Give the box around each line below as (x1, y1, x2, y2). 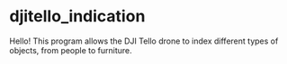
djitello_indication (9, 6, 146, 27)
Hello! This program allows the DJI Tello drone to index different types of (9, 36, 279, 46)
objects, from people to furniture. (9, 44, 132, 55)
